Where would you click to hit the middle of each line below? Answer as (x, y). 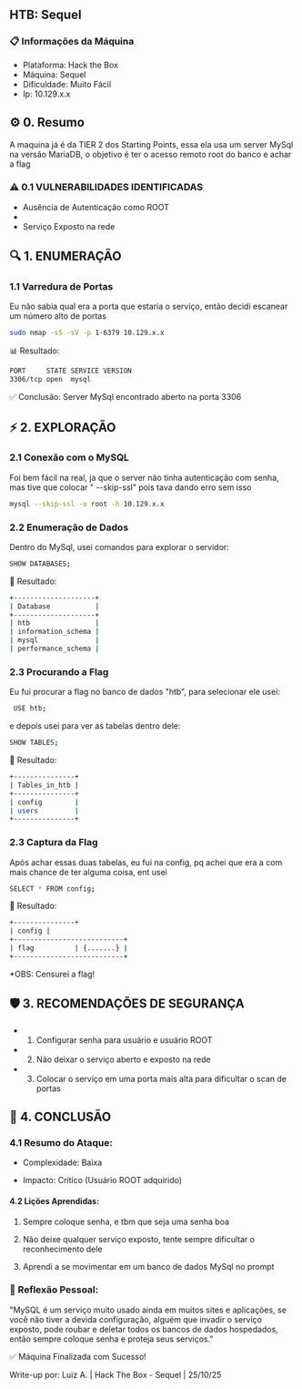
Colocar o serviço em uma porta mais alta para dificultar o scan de (161, 1078)
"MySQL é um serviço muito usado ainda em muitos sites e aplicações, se (148, 1310)
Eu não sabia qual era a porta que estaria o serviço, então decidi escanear (149, 306)
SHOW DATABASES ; (40, 564)
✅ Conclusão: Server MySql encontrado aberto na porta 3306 (126, 397)
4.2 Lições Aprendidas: (55, 1200)
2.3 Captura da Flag (54, 843)
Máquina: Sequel (54, 74)
